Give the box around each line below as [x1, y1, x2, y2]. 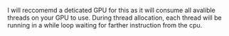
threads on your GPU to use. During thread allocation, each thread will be [7, 13, 222, 22]
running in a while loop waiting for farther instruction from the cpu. [7, 21, 203, 29]
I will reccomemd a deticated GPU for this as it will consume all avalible [7, 6, 215, 14]
